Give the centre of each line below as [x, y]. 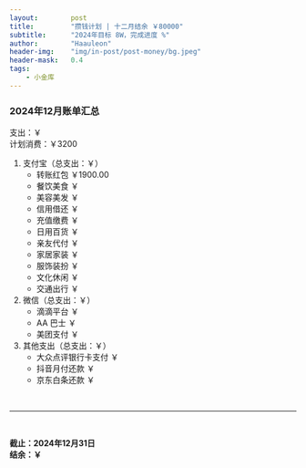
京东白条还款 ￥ [66, 380]
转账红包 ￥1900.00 [72, 175]
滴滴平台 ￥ [57, 312]
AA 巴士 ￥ [56, 323]
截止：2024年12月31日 [52, 443]
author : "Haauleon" [61, 43]
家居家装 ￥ [57, 255]
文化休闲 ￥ [57, 277]
